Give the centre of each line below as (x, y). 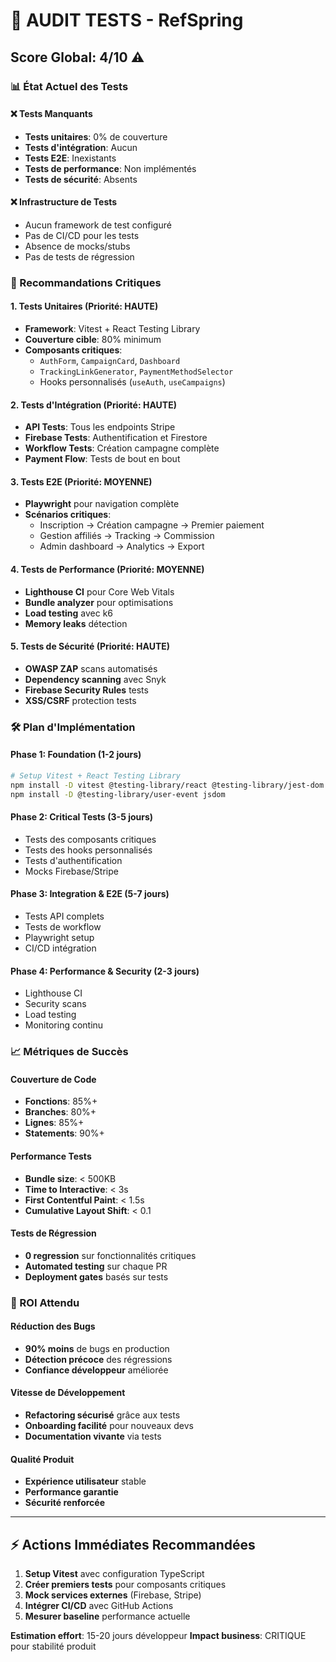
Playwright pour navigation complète (102, 504)
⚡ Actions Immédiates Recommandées (133, 1544)
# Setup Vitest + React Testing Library (96, 775)
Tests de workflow (63, 927)
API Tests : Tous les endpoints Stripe (100, 427)
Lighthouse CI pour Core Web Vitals (99, 591)
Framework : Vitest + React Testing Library (112, 329)
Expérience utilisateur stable (85, 1481)
